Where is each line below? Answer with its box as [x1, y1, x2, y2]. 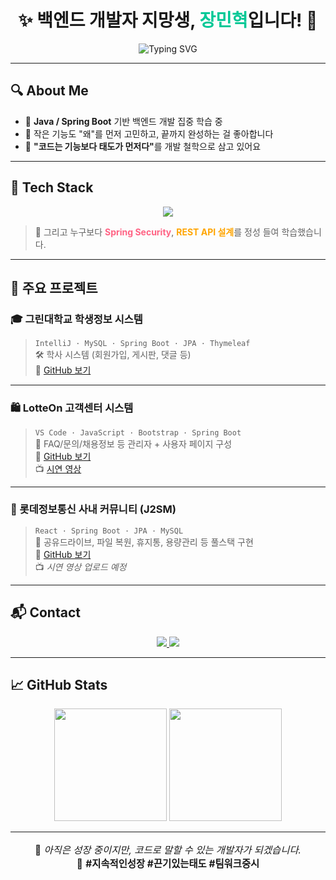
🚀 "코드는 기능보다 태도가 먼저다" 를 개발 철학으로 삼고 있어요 [24, 140, 262, 152]
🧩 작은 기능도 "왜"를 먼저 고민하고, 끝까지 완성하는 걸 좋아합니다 [24, 127, 274, 140]
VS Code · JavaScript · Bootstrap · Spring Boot [34, 427, 242, 438]
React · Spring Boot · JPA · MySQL [34, 526, 184, 536]
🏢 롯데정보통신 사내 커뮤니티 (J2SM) [10, 502, 177, 516]
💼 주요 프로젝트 [10, 279, 98, 296]
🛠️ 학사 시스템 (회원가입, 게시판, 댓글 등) [34, 349, 192, 361]
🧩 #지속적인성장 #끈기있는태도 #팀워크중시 [76, 857, 260, 870]
